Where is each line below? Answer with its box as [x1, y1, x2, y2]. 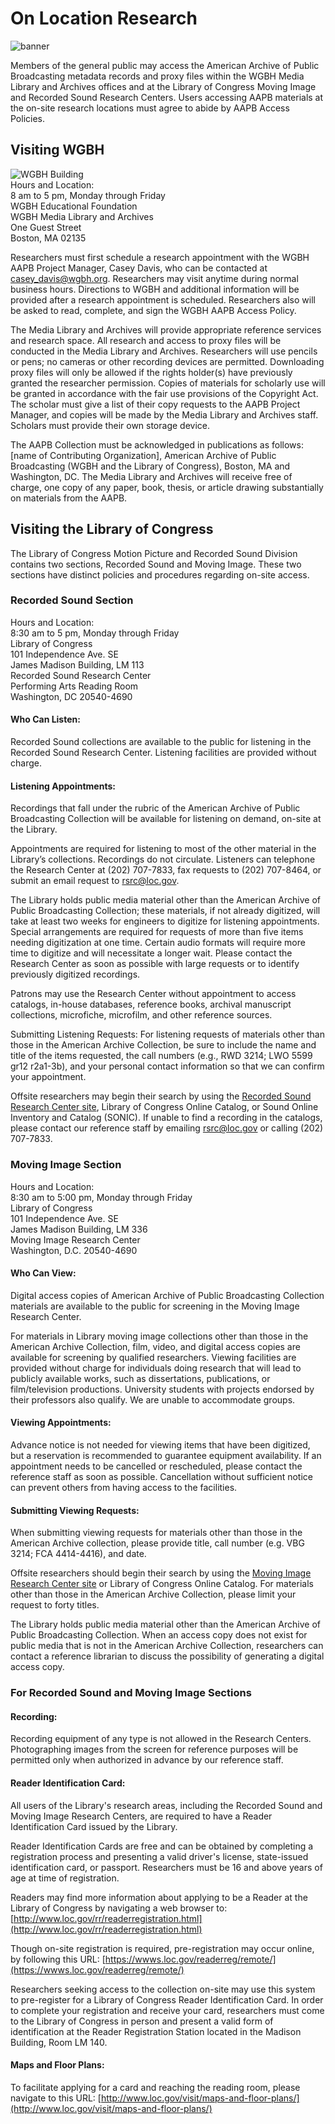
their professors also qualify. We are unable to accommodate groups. [10, 1393, 296, 1406]
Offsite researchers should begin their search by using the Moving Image [10, 1567, 312, 1579]
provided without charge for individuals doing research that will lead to [10, 1362, 302, 1374]
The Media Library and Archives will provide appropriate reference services [10, 323, 322, 336]
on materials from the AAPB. [10, 492, 128, 504]
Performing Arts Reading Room [10, 680, 139, 692]
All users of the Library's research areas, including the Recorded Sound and [10, 1799, 323, 1811]
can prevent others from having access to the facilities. [10, 1481, 238, 1493]
